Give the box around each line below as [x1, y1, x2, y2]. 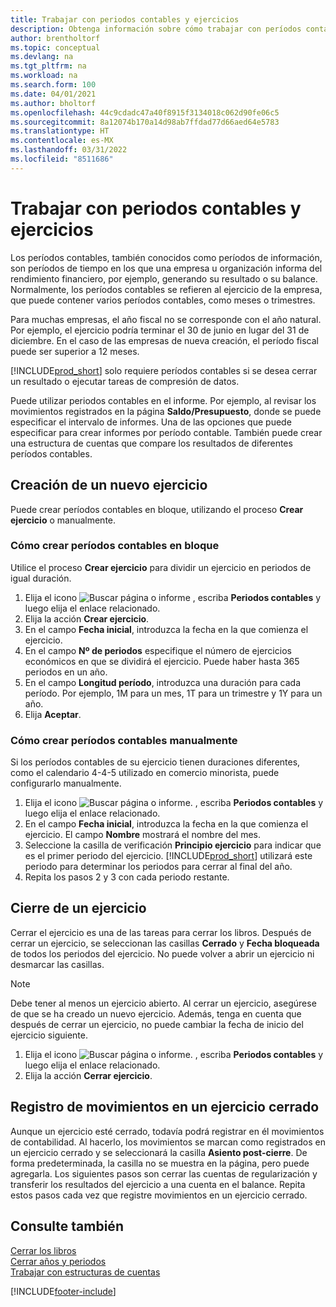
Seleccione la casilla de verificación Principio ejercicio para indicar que [24, 839, 322, 851]
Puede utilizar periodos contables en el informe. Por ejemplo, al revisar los [10, 394, 317, 406]
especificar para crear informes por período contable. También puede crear [10, 426, 323, 438]
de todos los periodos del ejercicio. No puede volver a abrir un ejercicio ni [10, 947, 315, 960]
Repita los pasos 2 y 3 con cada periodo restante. [24, 871, 230, 883]
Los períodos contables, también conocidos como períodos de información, [10, 251, 323, 263]
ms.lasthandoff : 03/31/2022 [10, 145, 128, 155]
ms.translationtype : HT [10, 126, 110, 136]
